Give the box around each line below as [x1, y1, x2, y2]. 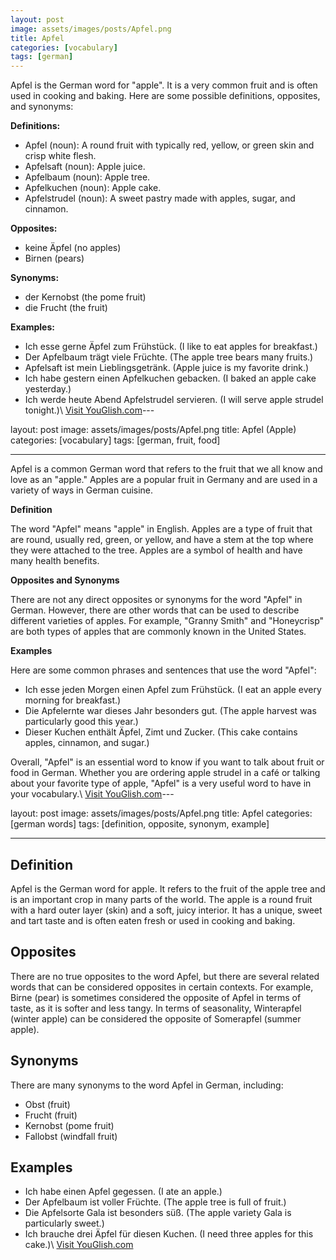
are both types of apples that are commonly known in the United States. [10, 626, 307, 638]
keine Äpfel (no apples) [24, 242, 122, 254]
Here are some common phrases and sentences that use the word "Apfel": [10, 664, 317, 676]
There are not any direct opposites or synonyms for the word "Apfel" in [10, 594, 303, 606]
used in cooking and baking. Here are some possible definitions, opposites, [10, 90, 321, 102]
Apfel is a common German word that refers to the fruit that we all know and [10, 463, 323, 475]
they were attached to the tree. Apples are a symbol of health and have [10, 544, 303, 556]
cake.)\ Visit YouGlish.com [24, 1239, 134, 1251]
